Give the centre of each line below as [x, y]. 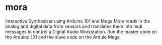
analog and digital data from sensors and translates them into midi [74, 26]
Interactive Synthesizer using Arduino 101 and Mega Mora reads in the [78, 21]
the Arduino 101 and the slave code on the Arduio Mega [62, 37]
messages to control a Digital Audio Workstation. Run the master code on [81, 31]
